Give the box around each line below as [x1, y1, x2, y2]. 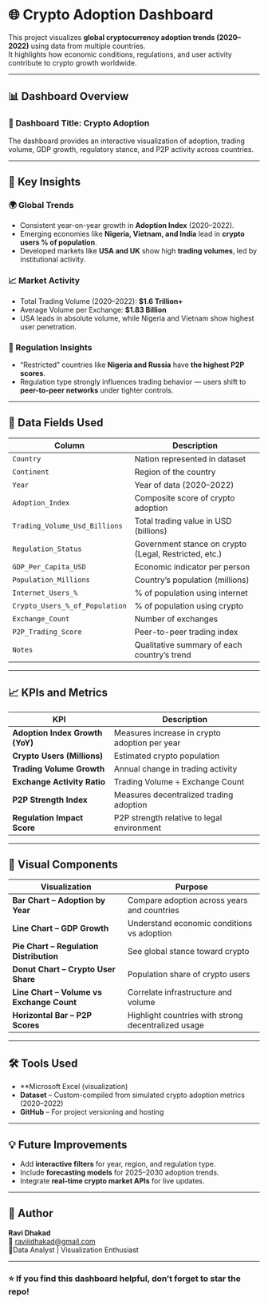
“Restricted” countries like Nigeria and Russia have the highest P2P [19, 360, 245, 369]
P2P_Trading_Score [12, 627, 82, 637]
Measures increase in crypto [113, 727, 221, 738]
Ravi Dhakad [8, 1227, 51, 1237]
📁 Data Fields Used [8, 416, 104, 429]
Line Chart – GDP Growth [12, 923, 109, 934]
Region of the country [134, 466, 216, 477]
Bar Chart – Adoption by [12, 895, 106, 906]
